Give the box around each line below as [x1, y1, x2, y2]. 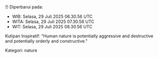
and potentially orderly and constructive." [5, 38, 88, 44]
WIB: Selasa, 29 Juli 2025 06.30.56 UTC [12, 14, 93, 19]
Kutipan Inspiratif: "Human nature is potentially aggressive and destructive [5, 33, 154, 39]
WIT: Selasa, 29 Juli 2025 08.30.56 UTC [12, 24, 93, 29]
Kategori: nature [5, 47, 37, 53]
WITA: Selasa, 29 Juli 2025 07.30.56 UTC [12, 19, 95, 24]
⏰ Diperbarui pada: [5, 4, 44, 10]
